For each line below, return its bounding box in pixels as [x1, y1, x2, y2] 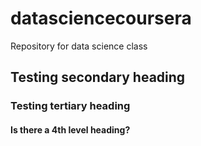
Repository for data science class [10, 40, 148, 52]
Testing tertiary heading [10, 99, 131, 113]
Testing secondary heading [10, 69, 186, 86]
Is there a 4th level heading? [10, 123, 131, 136]
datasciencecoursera [10, 7, 192, 30]
